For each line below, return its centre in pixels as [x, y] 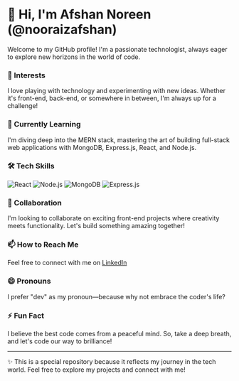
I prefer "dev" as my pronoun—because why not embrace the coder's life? [116, 296]
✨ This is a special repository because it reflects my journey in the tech [112, 362]
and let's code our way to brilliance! [60, 341]
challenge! [23, 106]
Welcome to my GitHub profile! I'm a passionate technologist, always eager [117, 49]
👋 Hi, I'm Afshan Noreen [79, 15]
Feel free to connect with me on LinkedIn [67, 263]
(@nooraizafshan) [62, 29]
